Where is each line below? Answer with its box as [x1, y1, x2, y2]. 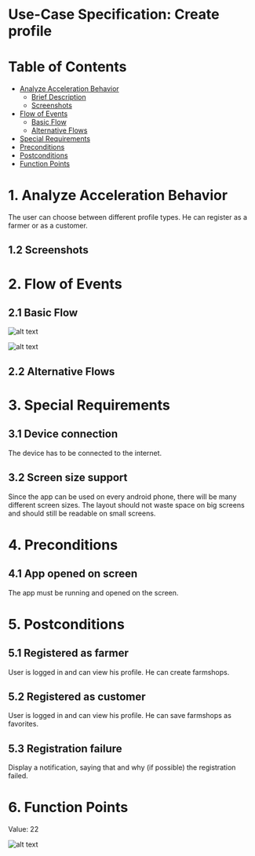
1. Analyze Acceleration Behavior [8, 187, 228, 205]
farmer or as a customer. [8, 221, 88, 231]
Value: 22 [8, 825, 39, 834]
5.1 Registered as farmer [8, 647, 129, 660]
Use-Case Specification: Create [8, 5, 220, 24]
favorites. [8, 719, 39, 729]
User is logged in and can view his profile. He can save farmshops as [8, 711, 231, 720]
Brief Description [31, 93, 86, 102]
